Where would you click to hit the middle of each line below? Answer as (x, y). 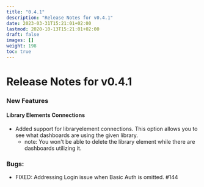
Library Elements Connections (46, 115)
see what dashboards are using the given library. (77, 135)
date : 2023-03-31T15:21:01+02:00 (49, 23)
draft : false (23, 35)
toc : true (19, 52)
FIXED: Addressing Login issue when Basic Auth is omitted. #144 (97, 177)
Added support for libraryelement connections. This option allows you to (106, 129)
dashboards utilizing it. (53, 148)
